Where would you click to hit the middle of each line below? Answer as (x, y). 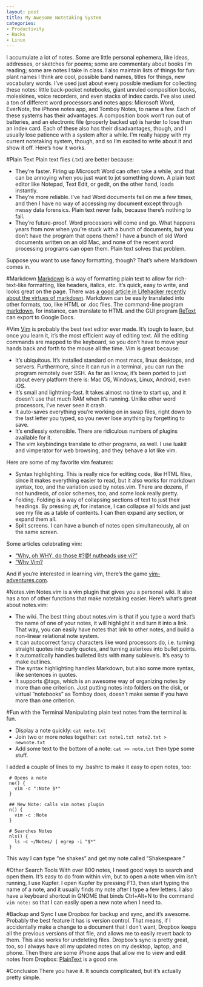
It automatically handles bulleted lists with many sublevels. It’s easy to (102, 655)
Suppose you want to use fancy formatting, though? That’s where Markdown (102, 260)
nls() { (18, 836)
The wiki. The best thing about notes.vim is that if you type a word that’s (105, 616)
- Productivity (25, 29)
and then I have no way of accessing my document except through (98, 203)
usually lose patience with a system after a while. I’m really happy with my (98, 135)
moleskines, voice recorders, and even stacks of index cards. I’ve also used (101, 96)
